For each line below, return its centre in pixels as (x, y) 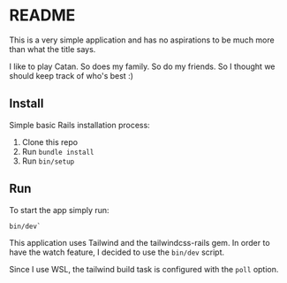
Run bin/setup (48, 161)
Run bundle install (58, 151)
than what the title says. (53, 49)
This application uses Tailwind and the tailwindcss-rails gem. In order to (140, 242)
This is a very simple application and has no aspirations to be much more (142, 40)
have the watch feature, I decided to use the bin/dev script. (117, 252)
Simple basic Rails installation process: (79, 125)
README (42, 15)
